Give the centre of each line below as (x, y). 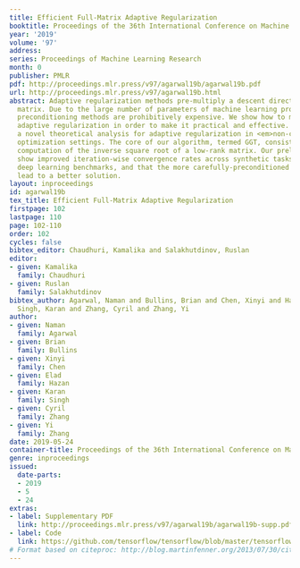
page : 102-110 (36, 225)
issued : (24, 467)
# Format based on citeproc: (63, 550)
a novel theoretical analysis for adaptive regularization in (135, 134)
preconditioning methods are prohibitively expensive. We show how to (151, 117)
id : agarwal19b (37, 192)
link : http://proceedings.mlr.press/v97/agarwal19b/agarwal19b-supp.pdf (155, 525)
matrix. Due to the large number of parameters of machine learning (147, 109)
